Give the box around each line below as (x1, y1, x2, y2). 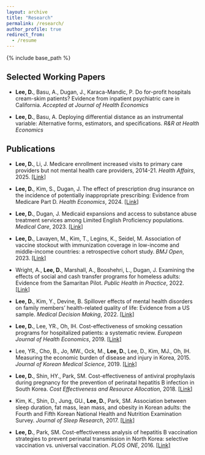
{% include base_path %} (6, 55, 71, 61)
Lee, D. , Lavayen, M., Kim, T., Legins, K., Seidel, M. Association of (15, 235, 182, 242)
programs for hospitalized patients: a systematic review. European (15, 329, 182, 336)
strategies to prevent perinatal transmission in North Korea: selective (15, 435, 188, 442)
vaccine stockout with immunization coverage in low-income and (15, 241, 179, 249)
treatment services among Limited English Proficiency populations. (15, 216, 184, 224)
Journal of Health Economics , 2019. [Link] (15, 335, 122, 343)
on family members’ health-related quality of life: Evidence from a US (15, 304, 190, 311)
